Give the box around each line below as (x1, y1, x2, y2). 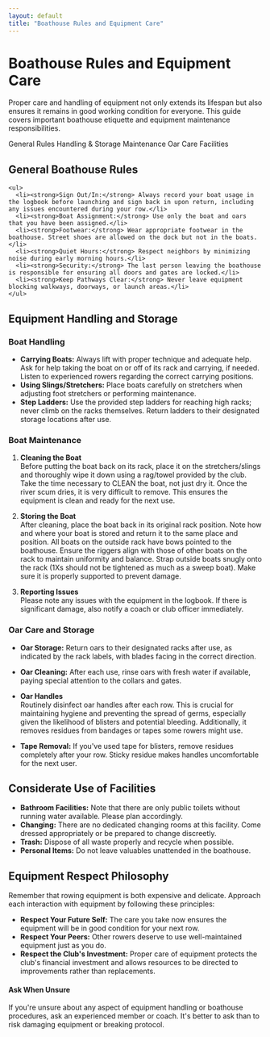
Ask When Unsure (8, 985, 71, 994)
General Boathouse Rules (8, 162, 139, 176)
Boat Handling (8, 336, 65, 347)
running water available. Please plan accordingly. (19, 812, 184, 822)
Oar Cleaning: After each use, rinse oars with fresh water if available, (19, 667, 251, 676)
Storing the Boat (19, 512, 77, 521)
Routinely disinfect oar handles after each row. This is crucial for (19, 700, 234, 709)
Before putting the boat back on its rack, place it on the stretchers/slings (19, 462, 261, 471)
